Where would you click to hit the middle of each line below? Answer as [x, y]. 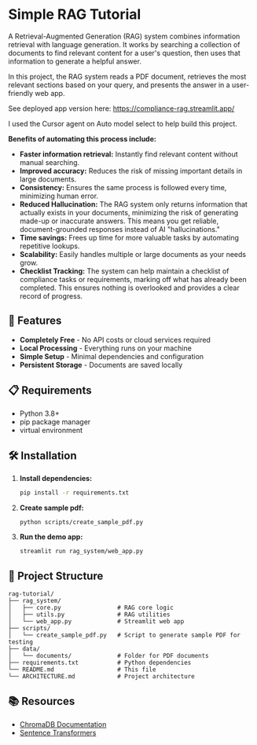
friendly [21, 93]
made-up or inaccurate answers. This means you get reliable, [119, 221]
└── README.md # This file [82, 670]
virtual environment [51, 430]
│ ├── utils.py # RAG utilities [89, 615]
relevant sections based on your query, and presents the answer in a [119, 85]
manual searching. [50, 162]
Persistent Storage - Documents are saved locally [101, 365]
